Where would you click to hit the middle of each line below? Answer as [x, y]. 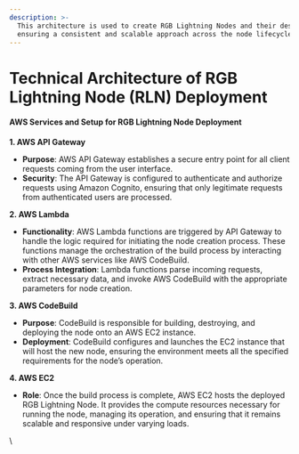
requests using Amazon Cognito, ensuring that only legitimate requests [152, 187]
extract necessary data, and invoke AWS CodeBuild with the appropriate [154, 279]
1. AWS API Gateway [48, 142]
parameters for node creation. [77, 288]
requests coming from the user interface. [97, 168]
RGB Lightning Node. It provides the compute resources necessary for [151, 404]
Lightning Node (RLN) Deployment [138, 97]
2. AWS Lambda [39, 214]
